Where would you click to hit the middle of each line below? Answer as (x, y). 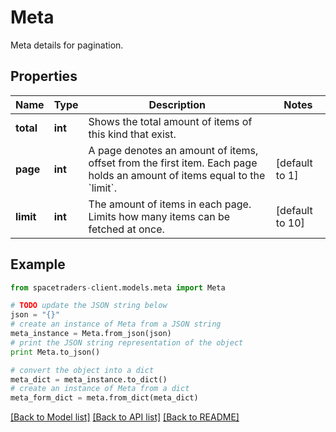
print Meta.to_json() (55, 352)
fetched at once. (126, 229)
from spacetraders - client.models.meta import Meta (118, 287)
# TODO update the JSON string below (89, 306)
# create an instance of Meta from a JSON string (116, 324)
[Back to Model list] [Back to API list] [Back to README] (125, 417)
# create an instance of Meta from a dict (100, 389)
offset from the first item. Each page (173, 163)
